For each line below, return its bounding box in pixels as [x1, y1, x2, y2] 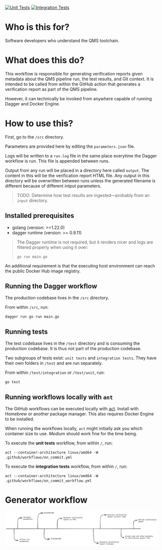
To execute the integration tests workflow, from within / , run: [5, 463, 128, 469]
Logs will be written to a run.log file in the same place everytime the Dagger [5, 153, 157, 159]
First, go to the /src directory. [5, 134, 64, 140]
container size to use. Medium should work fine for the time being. [5, 431, 137, 437]
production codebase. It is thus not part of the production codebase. [5, 346, 142, 352]
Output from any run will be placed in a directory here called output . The [5, 167, 149, 173]
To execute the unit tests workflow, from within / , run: [5, 440, 113, 446]
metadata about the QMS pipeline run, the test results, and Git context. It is [5, 76, 154, 82]
